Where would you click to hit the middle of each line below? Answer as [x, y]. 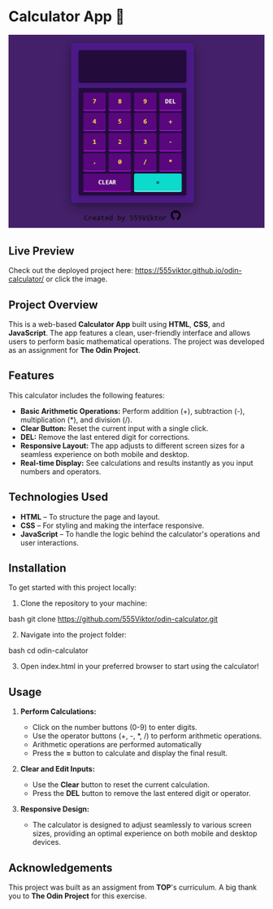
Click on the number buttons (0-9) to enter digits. [115, 728]
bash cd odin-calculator [48, 650]
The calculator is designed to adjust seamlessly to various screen [142, 825]
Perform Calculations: [58, 711]
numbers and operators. [61, 472]
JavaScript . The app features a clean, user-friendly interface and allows [129, 333]
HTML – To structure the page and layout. [90, 516]
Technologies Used [58, 497]
